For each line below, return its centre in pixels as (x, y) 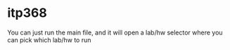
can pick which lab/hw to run (49, 39)
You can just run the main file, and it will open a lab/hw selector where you (115, 32)
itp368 (27, 13)
